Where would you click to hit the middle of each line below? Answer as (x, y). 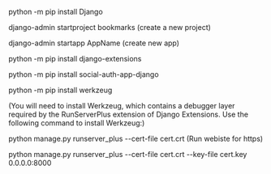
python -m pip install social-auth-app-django (84, 74)
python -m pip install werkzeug (60, 90)
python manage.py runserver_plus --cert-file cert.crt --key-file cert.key (128, 154)
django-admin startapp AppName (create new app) (94, 43)
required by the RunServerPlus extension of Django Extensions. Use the (129, 114)
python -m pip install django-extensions (75, 59)
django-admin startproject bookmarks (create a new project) (110, 27)
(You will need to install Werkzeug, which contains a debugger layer (122, 106)
